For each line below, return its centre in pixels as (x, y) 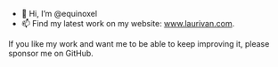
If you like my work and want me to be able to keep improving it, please (139, 44)
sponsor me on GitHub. (51, 53)
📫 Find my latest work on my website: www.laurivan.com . (128, 23)
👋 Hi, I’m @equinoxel (59, 14)
